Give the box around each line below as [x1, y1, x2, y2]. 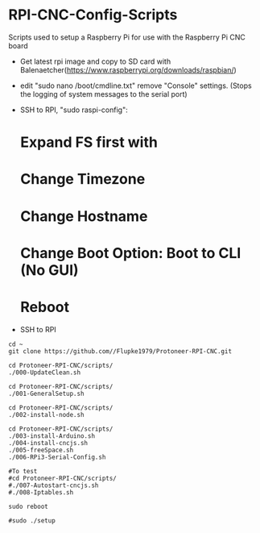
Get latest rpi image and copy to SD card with [19, 56, 171, 66]
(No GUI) [19, 260, 79, 279]
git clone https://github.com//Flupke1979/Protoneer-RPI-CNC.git [8, 347, 232, 356]
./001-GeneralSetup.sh [8, 389, 85, 398]
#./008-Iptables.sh [8, 488, 74, 497]
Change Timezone [19, 170, 146, 189]
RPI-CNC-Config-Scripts [8, 6, 178, 24]
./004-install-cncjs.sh [8, 439, 89, 447]
